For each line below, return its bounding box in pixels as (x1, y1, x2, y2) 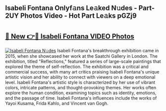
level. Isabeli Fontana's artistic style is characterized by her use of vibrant (5, 79, 156, 85)
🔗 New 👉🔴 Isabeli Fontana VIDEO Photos (5, 32, 135, 40)
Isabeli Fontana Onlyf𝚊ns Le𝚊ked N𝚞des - (5, 4, 137, 12)
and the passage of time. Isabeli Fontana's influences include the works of (5, 95, 157, 101)
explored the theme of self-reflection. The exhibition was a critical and (5, 64, 149, 70)
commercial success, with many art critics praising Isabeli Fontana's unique (5, 69, 160, 74)
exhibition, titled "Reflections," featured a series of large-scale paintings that (5, 59, 161, 64)
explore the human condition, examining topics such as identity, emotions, (5, 90, 157, 96)
